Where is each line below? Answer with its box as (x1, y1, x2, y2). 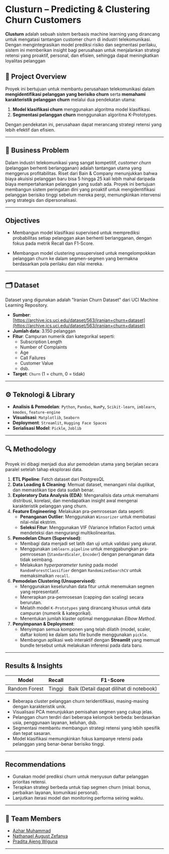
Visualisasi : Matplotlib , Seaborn (12, 415, 79, 420)
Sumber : (12, 312, 31, 318)
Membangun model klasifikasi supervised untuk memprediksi (12, 230, 140, 236)
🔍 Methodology (5, 445, 56, 453)
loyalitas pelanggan (5, 58, 46, 64)
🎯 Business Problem (5, 146, 69, 155)
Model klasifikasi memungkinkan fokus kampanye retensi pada (12, 735, 143, 742)
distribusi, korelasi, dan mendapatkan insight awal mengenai (12, 497, 138, 503)
